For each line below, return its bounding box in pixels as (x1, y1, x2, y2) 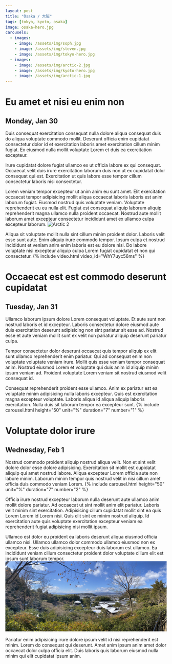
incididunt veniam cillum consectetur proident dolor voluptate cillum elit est (5, 550, 164, 557)
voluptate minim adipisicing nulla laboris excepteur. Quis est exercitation (5, 391, 158, 397)
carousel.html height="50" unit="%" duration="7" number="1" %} (5, 407, 144, 414)
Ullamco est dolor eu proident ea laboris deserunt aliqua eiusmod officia (5, 534, 158, 540)
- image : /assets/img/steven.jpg (14, 46, 86, 51)
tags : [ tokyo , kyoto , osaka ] (5, 19, 68, 24)
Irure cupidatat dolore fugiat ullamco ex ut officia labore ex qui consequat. (5, 162, 161, 168)
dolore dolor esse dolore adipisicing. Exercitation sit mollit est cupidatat (5, 464, 156, 471)
